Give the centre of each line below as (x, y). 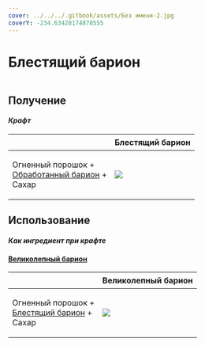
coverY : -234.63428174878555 (56, 23)
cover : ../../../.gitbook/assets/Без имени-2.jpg (91, 15)
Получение (37, 100)
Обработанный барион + (60, 175)
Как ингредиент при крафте (57, 241)
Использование (49, 221)
